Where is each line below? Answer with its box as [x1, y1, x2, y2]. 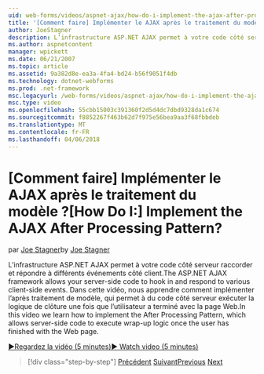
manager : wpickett [8, 48, 68, 56]
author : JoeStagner [8, 26, 72, 34]
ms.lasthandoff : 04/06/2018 [8, 135, 101, 143]
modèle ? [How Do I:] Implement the [8, 202, 244, 220]
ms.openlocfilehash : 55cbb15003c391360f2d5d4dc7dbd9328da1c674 [8, 107, 220, 114]
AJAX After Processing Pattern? [8, 219, 222, 237]
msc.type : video [8, 99, 61, 107]
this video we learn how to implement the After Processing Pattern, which [8, 310, 246, 320]
